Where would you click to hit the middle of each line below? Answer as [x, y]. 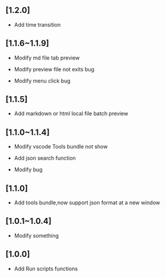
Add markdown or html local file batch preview [71, 113]
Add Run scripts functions [46, 268]
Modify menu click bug [42, 81]
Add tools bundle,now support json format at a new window [87, 203]
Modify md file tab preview [47, 58]
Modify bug [28, 170]
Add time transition [37, 24]
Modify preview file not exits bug [54, 69]
